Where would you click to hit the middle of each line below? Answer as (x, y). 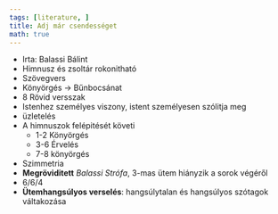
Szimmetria (43, 164)
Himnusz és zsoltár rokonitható (79, 69)
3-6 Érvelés (57, 144)
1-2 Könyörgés (62, 136)
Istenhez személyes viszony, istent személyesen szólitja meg (134, 107)
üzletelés (39, 116)
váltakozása (44, 202)
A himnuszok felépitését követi (78, 126)
